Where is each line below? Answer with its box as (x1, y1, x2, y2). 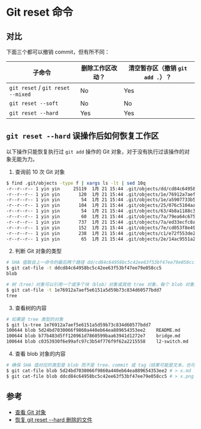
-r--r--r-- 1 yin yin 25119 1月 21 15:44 (6, 185, 124, 192)
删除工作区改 (81, 64, 118, 72)
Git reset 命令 (6, 5, 74, 19)
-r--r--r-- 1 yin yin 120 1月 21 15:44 (6, 191, 124, 197)
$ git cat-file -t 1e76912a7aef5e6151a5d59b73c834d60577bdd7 (6, 287, 162, 293)
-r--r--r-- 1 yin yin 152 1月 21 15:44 (6, 224, 124, 231)
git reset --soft (9, 100, 59, 107)
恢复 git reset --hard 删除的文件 (14, 416, 93, 423)
